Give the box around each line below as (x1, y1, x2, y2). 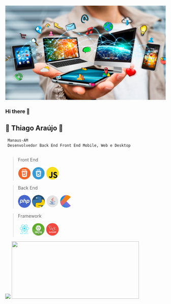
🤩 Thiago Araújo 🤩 (5, 124, 64, 132)
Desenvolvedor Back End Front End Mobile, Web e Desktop (7, 143, 131, 148)
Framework (17, 213, 42, 219)
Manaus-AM (7, 138, 28, 143)
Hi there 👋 (5, 108, 31, 115)
